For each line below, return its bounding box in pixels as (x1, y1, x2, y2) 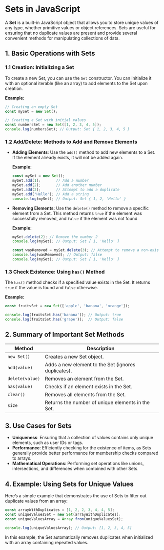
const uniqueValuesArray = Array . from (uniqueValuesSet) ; (5, 517, 123, 522)
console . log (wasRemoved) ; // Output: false (12, 253, 102, 257)
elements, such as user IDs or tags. (12, 440, 83, 445)
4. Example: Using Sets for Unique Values (5, 480, 134, 488)
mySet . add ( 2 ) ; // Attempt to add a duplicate (12, 187, 120, 192)
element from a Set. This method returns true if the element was (12, 210, 143, 216)
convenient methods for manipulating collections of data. (5, 35, 120, 41)
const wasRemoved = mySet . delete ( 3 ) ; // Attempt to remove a (12, 248, 140, 253)
